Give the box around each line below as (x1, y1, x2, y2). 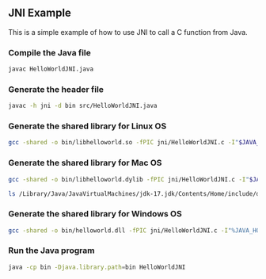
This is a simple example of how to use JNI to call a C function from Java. (8, 27, 248, 36)
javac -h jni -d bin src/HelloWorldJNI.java (8, 102, 158, 110)
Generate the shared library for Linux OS (8, 120, 167, 132)
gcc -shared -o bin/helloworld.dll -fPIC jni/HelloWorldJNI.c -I (8, 226, 228, 235)
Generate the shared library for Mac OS (8, 158, 162, 169)
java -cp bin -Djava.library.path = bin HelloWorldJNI (8, 263, 186, 271)
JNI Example (8, 6, 71, 20)
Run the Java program (8, 245, 95, 256)
